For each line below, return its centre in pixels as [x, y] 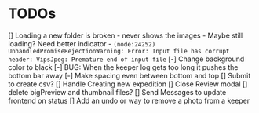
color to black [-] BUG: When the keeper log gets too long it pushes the [123, 67]
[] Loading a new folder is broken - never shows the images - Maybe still [126, 35]
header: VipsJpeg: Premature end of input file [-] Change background [126, 59]
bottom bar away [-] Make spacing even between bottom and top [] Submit [129, 75]
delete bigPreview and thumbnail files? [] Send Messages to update [117, 92]
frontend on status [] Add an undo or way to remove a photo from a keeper [129, 100]
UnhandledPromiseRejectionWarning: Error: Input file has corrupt [119, 51]
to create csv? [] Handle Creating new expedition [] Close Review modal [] [128, 84]
